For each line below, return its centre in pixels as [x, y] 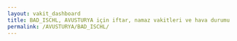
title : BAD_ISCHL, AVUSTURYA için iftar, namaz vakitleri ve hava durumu [119, 20]
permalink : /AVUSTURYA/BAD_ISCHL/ [59, 26]
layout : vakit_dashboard [44, 14]
